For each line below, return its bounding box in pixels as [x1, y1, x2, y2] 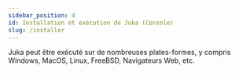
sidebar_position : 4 [8, 11, 76, 20]
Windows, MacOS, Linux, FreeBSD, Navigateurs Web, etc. [8, 56, 195, 65]
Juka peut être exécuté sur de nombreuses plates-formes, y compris [8, 48, 231, 57]
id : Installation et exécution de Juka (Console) [8, 19, 175, 27]
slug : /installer [8, 26, 65, 34]
